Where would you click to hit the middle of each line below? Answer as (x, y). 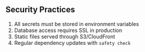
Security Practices (40, 10)
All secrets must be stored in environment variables (76, 24)
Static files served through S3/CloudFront (65, 36)
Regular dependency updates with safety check (72, 43)
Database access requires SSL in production (68, 30)
